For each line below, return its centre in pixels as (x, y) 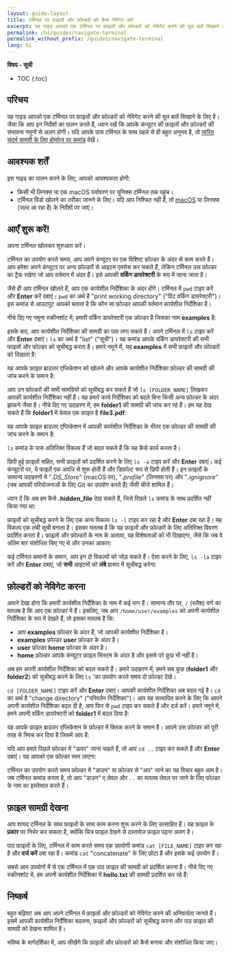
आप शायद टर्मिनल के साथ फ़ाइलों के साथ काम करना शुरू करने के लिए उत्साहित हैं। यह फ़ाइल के (111, 824)
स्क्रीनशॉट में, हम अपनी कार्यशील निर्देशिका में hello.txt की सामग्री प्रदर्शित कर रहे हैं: (98, 875)
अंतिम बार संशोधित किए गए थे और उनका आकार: (59, 543)
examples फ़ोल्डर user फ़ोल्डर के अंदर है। (68, 640)
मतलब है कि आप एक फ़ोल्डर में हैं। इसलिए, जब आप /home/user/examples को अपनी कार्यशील (113, 611)
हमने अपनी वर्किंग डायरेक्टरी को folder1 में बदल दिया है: (68, 714)
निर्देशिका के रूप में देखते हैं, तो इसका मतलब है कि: (61, 618)
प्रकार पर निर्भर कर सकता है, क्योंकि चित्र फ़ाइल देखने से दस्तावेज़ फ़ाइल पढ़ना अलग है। (101, 832)
